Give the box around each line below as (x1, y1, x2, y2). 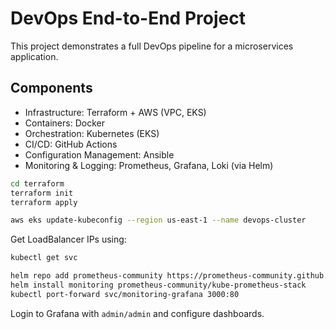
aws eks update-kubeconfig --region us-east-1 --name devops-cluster (10, 215, 307, 226)
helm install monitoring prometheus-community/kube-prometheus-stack (10, 280, 307, 290)
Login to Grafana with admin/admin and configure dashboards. (10, 307, 265, 319)
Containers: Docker (24, 117, 105, 129)
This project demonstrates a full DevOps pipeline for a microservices (10, 40, 294, 52)
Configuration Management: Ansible (24, 148, 175, 161)
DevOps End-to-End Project (10, 7, 246, 30)
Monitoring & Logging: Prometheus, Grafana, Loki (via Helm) (24, 159, 274, 171)
